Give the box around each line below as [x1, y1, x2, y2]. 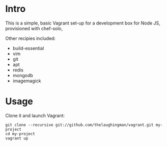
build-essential [12, 45, 44, 51]
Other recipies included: [5, 35, 56, 41]
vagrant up [5, 136, 29, 141]
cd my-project [5, 131, 36, 136]
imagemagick [12, 78, 41, 84]
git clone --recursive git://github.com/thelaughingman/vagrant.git [5, 122, 154, 128]
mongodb [12, 72, 33, 78]
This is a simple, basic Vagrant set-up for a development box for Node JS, [5, 20, 160, 26]
